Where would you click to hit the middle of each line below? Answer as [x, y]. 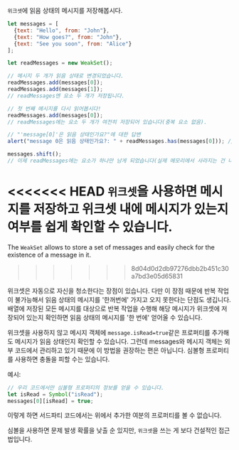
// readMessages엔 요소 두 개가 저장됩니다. [66, 96]
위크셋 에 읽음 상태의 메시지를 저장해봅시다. [65, 10]
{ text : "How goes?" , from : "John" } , [68, 37]
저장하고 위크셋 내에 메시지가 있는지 [131, 209]
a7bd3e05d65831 [157, 276]
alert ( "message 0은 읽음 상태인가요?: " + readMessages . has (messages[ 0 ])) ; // [121, 141]
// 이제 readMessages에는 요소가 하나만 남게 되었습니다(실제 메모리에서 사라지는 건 [116, 161]
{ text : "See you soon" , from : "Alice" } [73, 44]
